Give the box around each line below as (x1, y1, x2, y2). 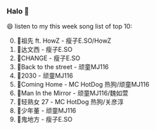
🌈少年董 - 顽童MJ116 (16, 106, 77, 115)
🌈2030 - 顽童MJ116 (16, 71, 73, 80)
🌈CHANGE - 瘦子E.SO (16, 54, 81, 62)
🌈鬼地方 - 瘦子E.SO (16, 115, 73, 124)
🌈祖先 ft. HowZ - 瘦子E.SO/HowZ (16, 36, 112, 45)
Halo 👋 (6, 6, 30, 16)
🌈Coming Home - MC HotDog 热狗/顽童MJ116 (16, 80, 150, 89)
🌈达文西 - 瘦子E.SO (16, 45, 73, 54)
